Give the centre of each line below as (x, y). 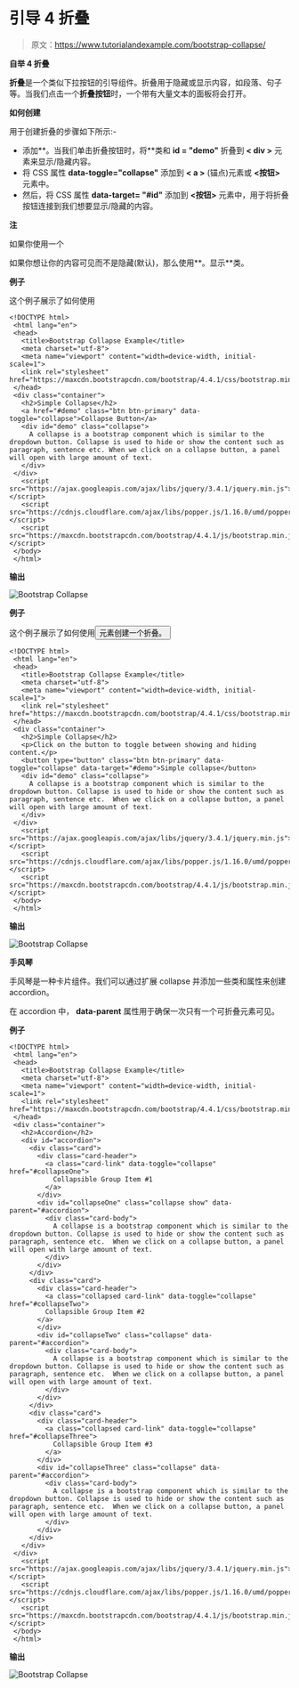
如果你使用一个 (36, 243)
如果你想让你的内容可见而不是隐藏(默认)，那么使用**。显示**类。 (129, 263)
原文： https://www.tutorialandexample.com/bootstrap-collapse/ (148, 45)
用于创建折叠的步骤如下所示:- (63, 131)
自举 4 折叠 (30, 63)
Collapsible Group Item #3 (103, 1444)
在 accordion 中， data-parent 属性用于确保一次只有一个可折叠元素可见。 (145, 1010)
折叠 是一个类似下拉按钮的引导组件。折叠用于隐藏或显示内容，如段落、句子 (145, 82)
